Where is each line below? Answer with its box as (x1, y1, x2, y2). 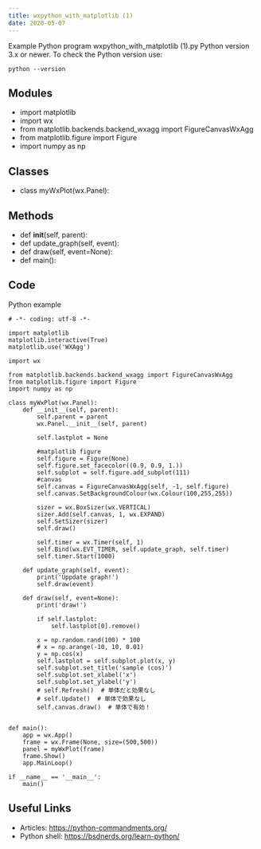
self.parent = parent (37, 412, 109, 421)
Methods (8, 209, 54, 222)
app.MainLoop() (22, 759, 73, 767)
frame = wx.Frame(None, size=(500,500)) (22, 738, 158, 746)
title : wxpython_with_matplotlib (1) (8, 11, 134, 20)
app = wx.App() (22, 731, 73, 739)
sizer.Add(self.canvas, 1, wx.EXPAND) (37, 510, 166, 518)
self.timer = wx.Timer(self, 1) (37, 538, 145, 546)
